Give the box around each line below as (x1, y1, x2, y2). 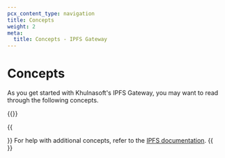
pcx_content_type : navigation (7, 10, 95, 17)
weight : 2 (7, 23, 36, 30)
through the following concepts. (7, 96, 99, 105)
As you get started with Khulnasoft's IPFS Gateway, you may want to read (7, 89, 219, 97)
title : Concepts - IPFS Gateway (13, 36, 108, 43)
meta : (7, 29, 23, 37)
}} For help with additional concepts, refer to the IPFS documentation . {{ (7, 137, 214, 145)
